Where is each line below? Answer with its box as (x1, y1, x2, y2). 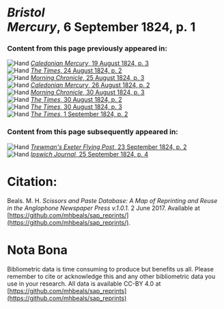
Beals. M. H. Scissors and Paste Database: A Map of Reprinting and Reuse (7, 196, 218, 204)
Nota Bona (7, 242, 68, 258)
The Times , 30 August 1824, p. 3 (30, 103, 123, 111)
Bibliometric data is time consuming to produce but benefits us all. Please (7, 265, 214, 273)
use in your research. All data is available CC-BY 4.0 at (7, 279, 161, 288)
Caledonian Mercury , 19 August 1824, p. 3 (30, 59, 149, 68)
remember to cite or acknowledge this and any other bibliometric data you (7, 272, 216, 280)
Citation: (7, 174, 57, 189)
